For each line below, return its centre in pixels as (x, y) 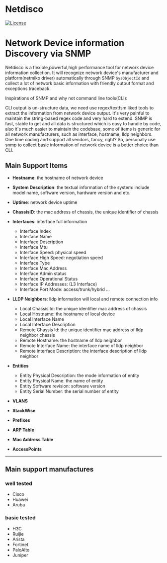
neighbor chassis (38, 335)
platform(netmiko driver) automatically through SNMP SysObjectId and (77, 78)
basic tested (20, 518)
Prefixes (21, 420)
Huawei (20, 500)
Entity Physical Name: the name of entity (61, 380)
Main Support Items (37, 166)
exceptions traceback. (28, 89)
